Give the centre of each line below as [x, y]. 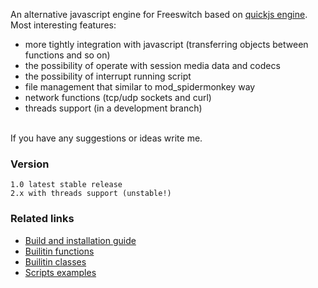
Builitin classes [55, 261]
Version [30, 164]
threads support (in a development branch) [113, 108]
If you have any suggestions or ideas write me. [106, 138]
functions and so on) [67, 55]
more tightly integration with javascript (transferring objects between [166, 44]
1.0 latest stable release [66, 185]
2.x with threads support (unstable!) [91, 194]
